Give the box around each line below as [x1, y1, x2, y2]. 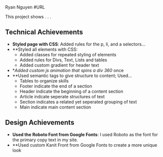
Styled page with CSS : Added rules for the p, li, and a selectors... [12, 41, 146, 47]
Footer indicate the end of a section [19, 83, 92, 89]
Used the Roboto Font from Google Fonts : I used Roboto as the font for [12, 131, 158, 137]
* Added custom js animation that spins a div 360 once [12, 67, 124, 73]
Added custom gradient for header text [19, 62, 99, 68]
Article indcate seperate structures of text [19, 93, 105, 99]
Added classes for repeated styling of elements [19, 51, 117, 57]
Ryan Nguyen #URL [5, 4, 45, 10]
